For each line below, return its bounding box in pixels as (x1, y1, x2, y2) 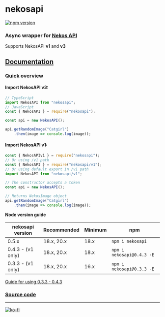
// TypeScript (5, 95, 34, 100)
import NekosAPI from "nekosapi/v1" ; (5, 171, 82, 176)
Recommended (43, 226, 80, 233)
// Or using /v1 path (5, 158, 50, 162)
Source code (5, 291, 36, 298)
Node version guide (5, 212, 46, 218)
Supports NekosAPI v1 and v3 (5, 43, 66, 49)
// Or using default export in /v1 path (5, 166, 89, 172)
